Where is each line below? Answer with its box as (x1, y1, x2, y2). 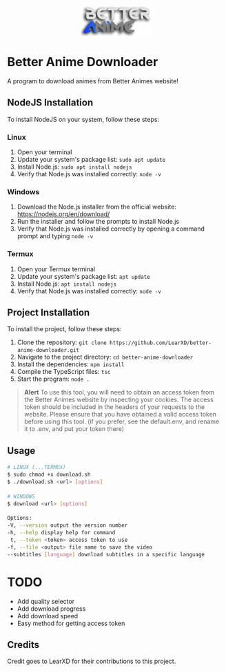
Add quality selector (17, 597, 74, 605)
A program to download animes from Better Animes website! (7, 76, 179, 85)
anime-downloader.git (17, 347, 79, 354)
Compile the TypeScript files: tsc (17, 368, 111, 376)
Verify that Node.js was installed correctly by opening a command (17, 224, 205, 233)
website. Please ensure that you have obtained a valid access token (23, 410, 217, 419)
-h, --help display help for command (7, 529, 116, 536)
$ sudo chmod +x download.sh (7, 471, 91, 479)
